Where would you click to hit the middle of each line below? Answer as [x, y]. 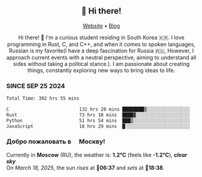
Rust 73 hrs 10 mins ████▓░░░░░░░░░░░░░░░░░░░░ [98, 115]
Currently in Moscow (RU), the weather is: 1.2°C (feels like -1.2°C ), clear [97, 155]
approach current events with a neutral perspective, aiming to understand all [101, 57]
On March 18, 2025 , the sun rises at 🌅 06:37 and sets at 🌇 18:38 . [85, 167]
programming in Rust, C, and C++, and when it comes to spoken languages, [101, 44]
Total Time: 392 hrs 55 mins [43, 98]
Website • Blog [101, 25]
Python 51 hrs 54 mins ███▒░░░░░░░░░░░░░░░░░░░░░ [98, 121]
